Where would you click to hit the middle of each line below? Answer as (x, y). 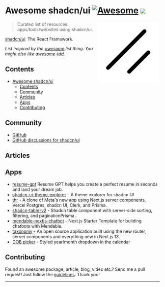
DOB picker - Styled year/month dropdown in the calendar (71, 242)
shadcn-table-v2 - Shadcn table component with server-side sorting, (82, 210)
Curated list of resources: (43, 24)
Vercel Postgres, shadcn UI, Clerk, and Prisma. (59, 205)
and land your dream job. (38, 189)
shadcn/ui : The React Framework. (39, 39)
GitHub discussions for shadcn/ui (46, 140)
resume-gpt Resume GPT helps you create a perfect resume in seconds (85, 184)
